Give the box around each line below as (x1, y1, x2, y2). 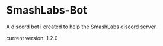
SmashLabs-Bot (6, 4, 87, 17)
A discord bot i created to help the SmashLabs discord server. (6, 23, 158, 30)
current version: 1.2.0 (6, 34, 58, 41)
